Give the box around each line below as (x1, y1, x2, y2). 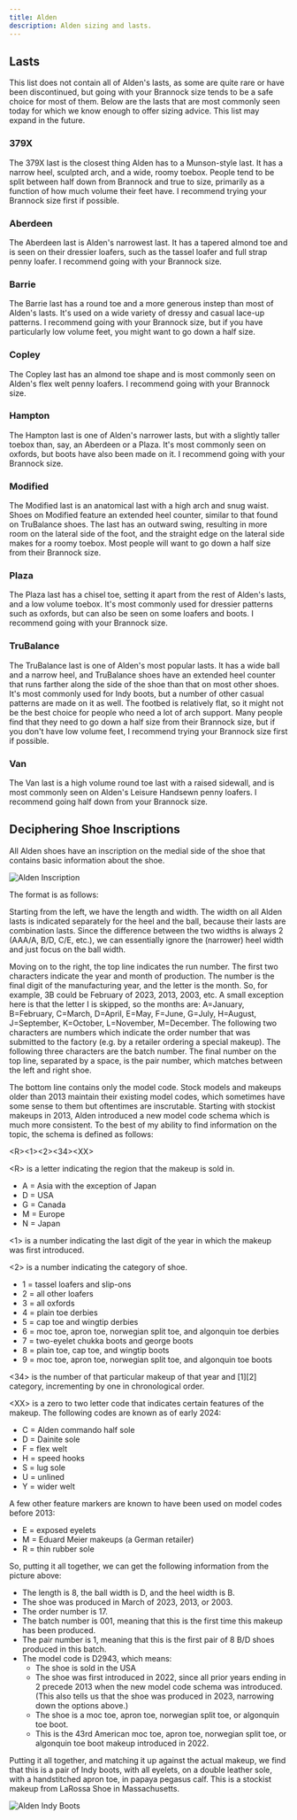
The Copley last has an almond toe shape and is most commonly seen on (9, 368, 276, 379)
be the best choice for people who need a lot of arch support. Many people (9, 707, 283, 717)
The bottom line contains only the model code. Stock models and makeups (9, 1081, 282, 1092)
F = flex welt (21, 1443, 68, 1453)
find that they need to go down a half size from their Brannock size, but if (9, 716, 276, 727)
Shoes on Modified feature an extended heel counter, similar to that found (9, 510, 278, 521)
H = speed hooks (21, 1452, 86, 1463)
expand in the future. (9, 115, 86, 126)
